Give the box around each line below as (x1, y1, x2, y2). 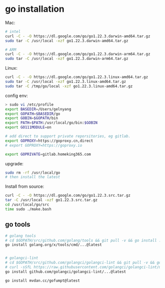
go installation (5, 3, 65, 15)
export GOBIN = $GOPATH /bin (5, 116, 58, 121)
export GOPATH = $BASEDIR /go (5, 111, 60, 116)
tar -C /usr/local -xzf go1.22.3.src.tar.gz (5, 198, 98, 203)
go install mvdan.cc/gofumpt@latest (5, 278, 80, 283)
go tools (5, 220, 30, 229)
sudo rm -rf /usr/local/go (5, 170, 60, 175)
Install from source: (5, 183, 44, 189)
